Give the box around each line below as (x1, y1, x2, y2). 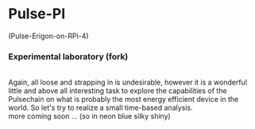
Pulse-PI (8, 5, 66, 23)
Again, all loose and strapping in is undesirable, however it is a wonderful (8, 77, 248, 88)
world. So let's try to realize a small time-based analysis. (8, 103, 193, 112)
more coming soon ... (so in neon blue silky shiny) (8, 111, 171, 121)
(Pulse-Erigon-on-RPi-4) (8, 31, 89, 41)
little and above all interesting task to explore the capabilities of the (8, 86, 228, 96)
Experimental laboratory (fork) (8, 51, 129, 62)
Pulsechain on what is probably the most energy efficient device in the (8, 95, 239, 104)
